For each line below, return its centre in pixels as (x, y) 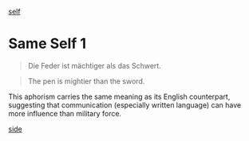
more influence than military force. (65, 113)
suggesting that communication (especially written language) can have (125, 105)
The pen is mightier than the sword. (86, 81)
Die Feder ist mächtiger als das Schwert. (94, 65)
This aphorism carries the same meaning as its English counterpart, (119, 96)
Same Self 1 (47, 44)
